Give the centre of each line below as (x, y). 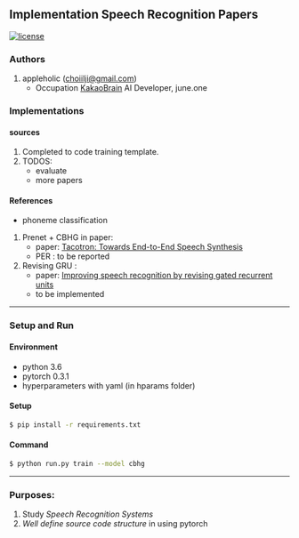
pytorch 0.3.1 (45, 376)
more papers (59, 181)
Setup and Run (41, 325)
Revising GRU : (49, 266)
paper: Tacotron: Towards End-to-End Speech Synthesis (139, 247)
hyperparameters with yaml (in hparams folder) (109, 385)
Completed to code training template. (90, 152)
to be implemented (70, 294)
